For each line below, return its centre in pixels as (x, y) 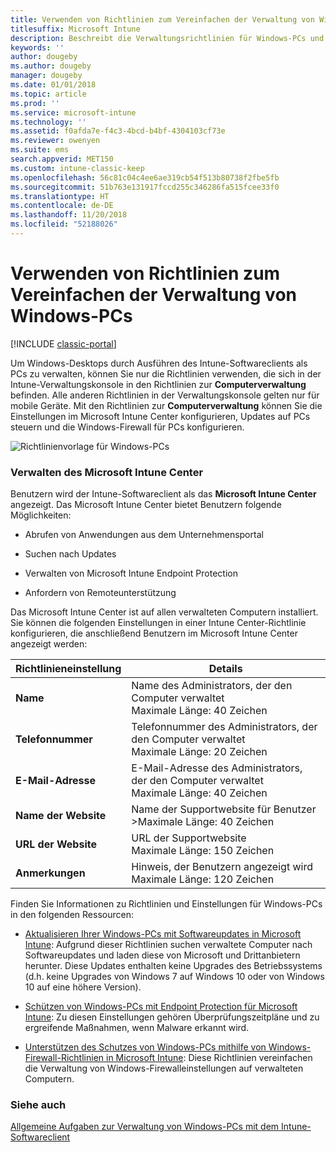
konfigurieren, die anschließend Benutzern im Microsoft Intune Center (154, 633)
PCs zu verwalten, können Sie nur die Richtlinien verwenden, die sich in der (166, 373)
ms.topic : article (48, 94)
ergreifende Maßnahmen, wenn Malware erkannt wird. (137, 1028)
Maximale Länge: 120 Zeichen (203, 879)
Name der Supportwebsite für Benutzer (224, 809)
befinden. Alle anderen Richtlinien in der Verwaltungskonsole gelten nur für (165, 395)
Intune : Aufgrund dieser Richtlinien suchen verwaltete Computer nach (168, 945)
